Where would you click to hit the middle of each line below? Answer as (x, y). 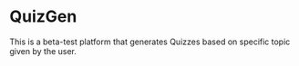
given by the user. (43, 51)
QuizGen (43, 17)
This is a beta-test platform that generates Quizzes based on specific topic (150, 42)
